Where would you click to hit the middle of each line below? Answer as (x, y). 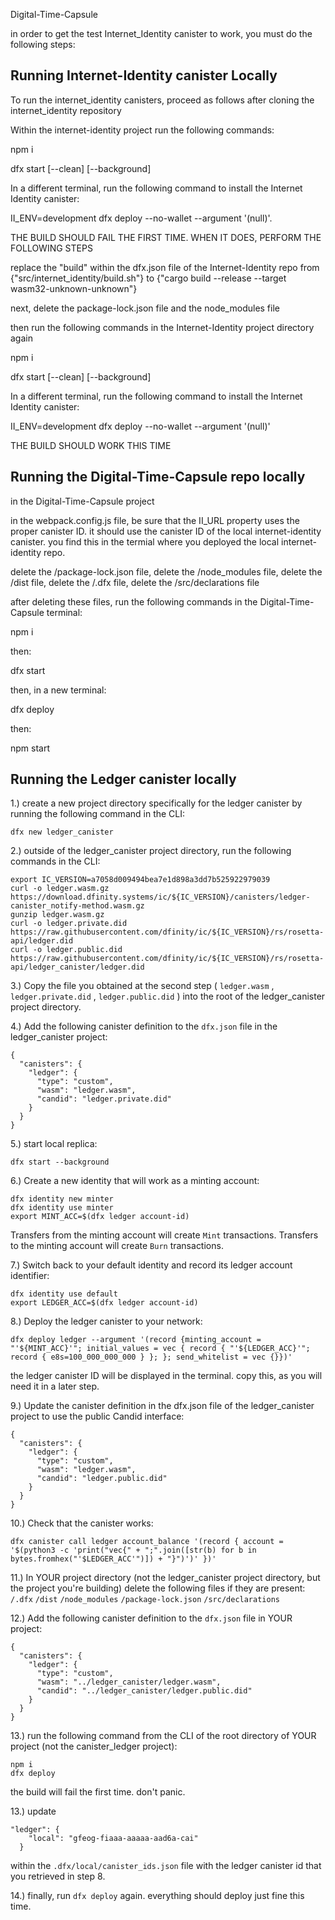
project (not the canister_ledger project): (94, 1746)
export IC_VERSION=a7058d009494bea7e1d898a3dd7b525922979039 (140, 880)
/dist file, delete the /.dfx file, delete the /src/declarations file (135, 582)
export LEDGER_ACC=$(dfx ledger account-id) (104, 1303)
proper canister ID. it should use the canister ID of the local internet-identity (166, 531)
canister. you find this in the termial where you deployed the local (145, 541)
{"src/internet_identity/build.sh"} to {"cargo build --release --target (148, 278)
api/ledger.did (42, 941)
